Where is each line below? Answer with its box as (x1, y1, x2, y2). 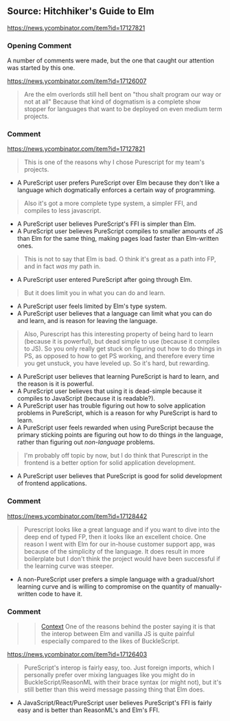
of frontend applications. (16, 480, 87, 488)
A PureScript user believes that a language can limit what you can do (16, 309, 212, 318)
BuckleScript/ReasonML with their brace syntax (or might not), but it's (23, 678, 222, 686)
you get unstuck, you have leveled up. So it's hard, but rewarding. (23, 359, 210, 368)
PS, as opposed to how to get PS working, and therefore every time (23, 352, 215, 360)
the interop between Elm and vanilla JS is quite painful (41, 630, 195, 637)
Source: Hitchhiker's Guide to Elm (7, 5, 154, 17)
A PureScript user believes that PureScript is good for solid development (16, 472, 222, 480)
